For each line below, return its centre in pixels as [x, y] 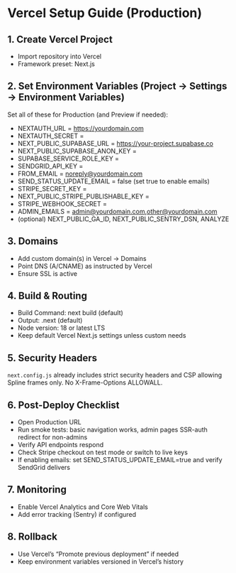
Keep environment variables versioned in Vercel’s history [101, 561]
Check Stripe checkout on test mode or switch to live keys [102, 452]
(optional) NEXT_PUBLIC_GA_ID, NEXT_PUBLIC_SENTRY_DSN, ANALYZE [123, 219]
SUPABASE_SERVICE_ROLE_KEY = [68, 159]
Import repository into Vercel [60, 56]
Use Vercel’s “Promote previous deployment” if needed [98, 554]
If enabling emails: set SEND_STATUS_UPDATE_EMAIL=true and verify [120, 460]
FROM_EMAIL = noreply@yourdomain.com [80, 173]
